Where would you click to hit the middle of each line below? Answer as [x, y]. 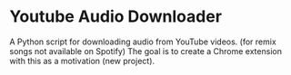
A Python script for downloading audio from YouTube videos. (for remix [143, 42]
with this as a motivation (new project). [82, 61]
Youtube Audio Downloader [116, 17]
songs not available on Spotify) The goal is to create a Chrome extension [145, 51]
